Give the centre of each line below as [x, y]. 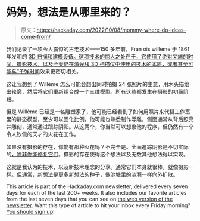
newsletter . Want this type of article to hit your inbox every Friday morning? [98, 205]
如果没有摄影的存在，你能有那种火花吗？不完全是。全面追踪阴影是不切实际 [97, 146]
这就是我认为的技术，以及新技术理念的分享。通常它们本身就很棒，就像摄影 [97, 167]
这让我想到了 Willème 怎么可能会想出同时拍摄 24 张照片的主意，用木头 [93, 84]
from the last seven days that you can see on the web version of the [90, 199]
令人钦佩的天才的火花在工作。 [43, 134]
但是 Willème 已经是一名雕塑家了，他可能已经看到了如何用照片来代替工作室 [98, 112]
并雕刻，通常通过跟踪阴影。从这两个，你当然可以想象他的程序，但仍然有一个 [100, 127]
